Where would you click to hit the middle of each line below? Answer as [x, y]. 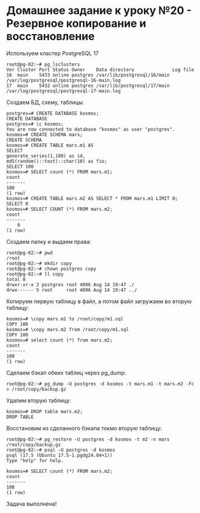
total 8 [16, 279]
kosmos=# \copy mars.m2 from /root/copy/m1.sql [68, 329]
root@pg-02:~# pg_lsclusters [43, 64]
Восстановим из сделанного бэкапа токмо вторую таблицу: [84, 428]
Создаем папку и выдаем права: [49, 241]
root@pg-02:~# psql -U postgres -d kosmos [61, 450]
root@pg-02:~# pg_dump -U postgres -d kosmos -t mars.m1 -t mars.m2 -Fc [100, 384]
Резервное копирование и [76, 23]
